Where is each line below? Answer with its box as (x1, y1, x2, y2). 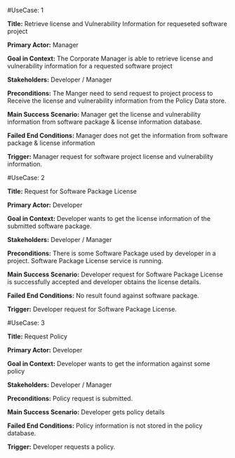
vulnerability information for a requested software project (7, 62, 173, 70)
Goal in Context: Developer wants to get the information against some (7, 360, 210, 368)
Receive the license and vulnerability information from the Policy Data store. (7, 96, 227, 105)
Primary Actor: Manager (7, 41, 79, 49)
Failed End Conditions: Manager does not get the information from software (7, 132, 228, 139)
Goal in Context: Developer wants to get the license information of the (7, 215, 211, 222)
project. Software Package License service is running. (7, 257, 163, 265)
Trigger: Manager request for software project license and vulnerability (7, 153, 214, 160)
